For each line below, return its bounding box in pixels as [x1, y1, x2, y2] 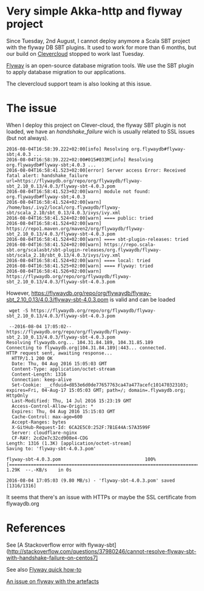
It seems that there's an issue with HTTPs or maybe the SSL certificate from [6, 493, 197, 501]
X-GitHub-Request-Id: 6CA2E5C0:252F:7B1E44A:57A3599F [12, 424, 151, 430]
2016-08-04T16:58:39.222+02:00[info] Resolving [6, 146, 129, 152]
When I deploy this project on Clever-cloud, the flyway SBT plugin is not [6, 121, 186, 129]
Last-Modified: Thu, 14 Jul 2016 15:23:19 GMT [12, 397, 132, 404]
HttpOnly [6, 393, 29, 399]
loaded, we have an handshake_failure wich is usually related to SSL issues [6, 127, 195, 135]
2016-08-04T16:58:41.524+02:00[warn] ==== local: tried [6, 257, 151, 263]
